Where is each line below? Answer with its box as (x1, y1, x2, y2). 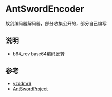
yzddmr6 (12, 80, 32, 86)
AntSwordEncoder (5, 3, 84, 15)
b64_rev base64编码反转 (12, 51, 65, 57)
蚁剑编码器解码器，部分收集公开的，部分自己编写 (5, 20, 107, 26)
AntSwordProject (12, 86, 48, 92)
